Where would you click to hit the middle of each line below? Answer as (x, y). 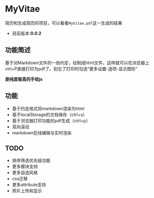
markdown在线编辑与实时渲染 (42, 132)
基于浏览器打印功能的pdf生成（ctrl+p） (51, 120)
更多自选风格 (25, 173)
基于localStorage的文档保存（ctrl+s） (49, 115)
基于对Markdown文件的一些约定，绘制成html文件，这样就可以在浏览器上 (77, 63)
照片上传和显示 (27, 191)
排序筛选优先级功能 (31, 161)
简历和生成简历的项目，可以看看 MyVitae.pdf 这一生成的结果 (64, 23)
